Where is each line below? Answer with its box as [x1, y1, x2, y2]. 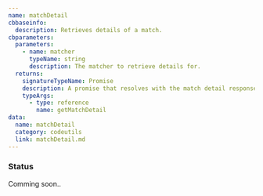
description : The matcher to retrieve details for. [28, 63, 201, 71]
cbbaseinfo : [8, 19, 47, 27]
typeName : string [28, 56, 86, 64]
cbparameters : [8, 33, 55, 42]
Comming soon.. [8, 179, 61, 188]
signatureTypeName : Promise [22, 77, 113, 85]
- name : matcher [22, 48, 76, 56]
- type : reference [28, 99, 89, 107]
